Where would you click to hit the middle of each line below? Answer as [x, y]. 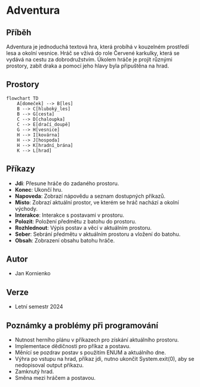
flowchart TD [22, 98]
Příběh [19, 33]
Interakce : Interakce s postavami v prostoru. [69, 215]
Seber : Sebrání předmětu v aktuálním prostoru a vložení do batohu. [98, 234]
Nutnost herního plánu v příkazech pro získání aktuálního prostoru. [97, 340]
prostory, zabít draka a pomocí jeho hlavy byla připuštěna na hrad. [87, 66]
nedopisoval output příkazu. [49, 365]
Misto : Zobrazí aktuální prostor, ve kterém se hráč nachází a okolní [97, 202]
